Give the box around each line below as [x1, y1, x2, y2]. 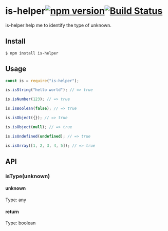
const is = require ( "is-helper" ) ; [5, 78, 80, 83]
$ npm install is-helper [5, 50, 59, 56]
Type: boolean [5, 220, 36, 226]
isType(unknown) [5, 172, 50, 180]
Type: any [5, 197, 27, 203]
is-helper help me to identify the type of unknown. [5, 22, 112, 28]
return [5, 208, 20, 215]
